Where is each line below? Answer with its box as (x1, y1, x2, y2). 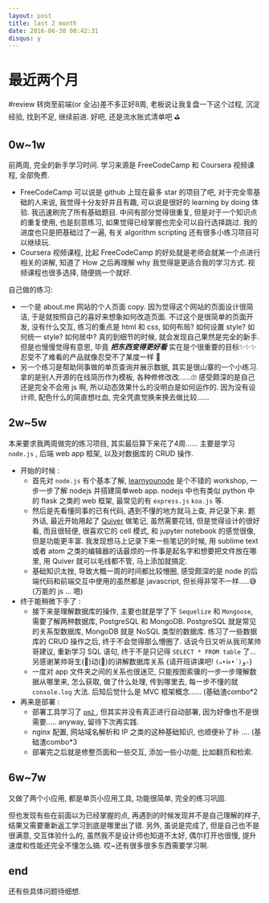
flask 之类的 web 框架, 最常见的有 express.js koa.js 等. (41, 495, 225, 505)
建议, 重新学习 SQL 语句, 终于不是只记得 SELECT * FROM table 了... (39, 646, 257, 656)
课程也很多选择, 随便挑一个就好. (26, 268, 132, 277)
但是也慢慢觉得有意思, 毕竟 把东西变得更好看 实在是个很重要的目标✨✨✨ (19, 343, 257, 351)
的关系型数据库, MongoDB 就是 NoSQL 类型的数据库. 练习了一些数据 (31, 626, 258, 636)
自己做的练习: (8, 285, 54, 294)
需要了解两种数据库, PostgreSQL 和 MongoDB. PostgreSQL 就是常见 (31, 616, 257, 626)
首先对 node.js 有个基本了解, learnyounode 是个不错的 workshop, (31, 475, 249, 485)
